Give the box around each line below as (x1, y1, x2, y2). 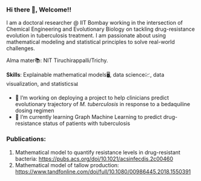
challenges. (6, 45, 35, 52)
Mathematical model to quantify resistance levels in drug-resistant (15, 148, 180, 156)
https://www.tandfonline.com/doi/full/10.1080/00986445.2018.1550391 (15, 168, 191, 175)
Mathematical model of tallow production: (15, 161, 119, 168)
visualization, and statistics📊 (6, 80, 79, 87)
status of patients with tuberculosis (42, 120, 130, 127)
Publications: (6, 135, 47, 144)
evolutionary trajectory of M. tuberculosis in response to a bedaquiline (15, 101, 191, 108)
